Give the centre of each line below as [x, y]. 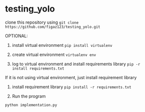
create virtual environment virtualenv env [54, 55]
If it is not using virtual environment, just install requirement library [71, 77]
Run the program [29, 96]
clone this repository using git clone [42, 22]
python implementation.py [31, 105]
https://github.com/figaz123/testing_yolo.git [53, 27]
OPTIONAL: [16, 36]
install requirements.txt [38, 69]
